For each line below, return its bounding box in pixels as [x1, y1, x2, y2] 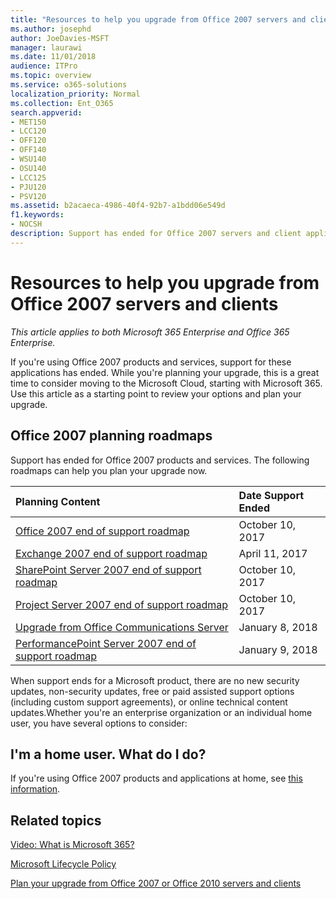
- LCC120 [10, 126, 47, 136]
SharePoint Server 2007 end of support [15, 562, 202, 576]
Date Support [238, 488, 305, 502]
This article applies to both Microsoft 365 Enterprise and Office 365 [10, 326, 290, 338]
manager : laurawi [10, 42, 83, 53]
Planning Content [15, 494, 101, 508]
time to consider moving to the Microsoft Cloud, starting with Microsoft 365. [10, 377, 323, 389]
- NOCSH [10, 219, 43, 230]
